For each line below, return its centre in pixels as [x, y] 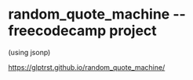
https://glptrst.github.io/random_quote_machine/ [87, 67]
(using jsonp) [29, 52]
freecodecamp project [82, 31]
